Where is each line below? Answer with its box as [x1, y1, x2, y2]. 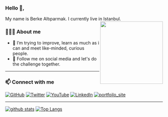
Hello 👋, [5, 4, 24, 11]
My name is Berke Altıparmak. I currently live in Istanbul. [5, 16, 121, 22]
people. [12, 50, 28, 56]
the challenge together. [12, 61, 60, 67]
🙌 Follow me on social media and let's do [12, 55, 97, 61]
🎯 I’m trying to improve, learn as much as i [12, 39, 99, 45]
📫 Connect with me [5, 78, 54, 85]
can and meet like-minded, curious [12, 45, 84, 51]
